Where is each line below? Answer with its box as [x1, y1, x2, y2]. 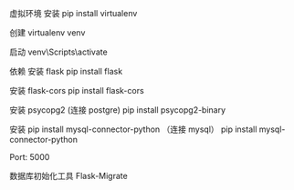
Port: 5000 [9, 152, 50, 162]
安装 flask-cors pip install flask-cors [9, 85, 144, 95]
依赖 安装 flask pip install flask [9, 66, 123, 76]
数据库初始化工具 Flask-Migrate [9, 171, 128, 181]
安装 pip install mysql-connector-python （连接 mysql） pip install [9, 124, 257, 135]
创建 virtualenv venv [9, 27, 86, 38]
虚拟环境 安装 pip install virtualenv [9, 8, 138, 18]
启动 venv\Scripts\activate [9, 46, 108, 57]
